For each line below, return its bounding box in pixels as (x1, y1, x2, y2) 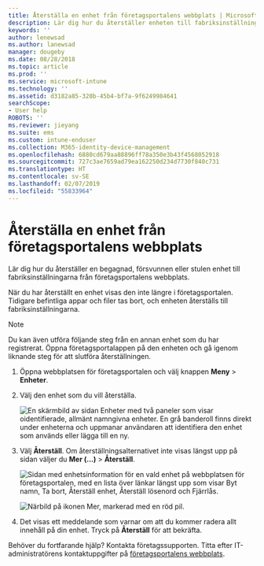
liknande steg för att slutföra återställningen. (8, 351, 152, 361)
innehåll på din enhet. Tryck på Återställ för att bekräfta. (19, 525, 203, 535)
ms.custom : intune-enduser (8, 135, 97, 144)
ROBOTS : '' (8, 114, 44, 122)
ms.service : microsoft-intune (8, 77, 108, 85)
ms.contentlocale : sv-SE (8, 172, 90, 181)
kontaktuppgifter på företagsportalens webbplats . (64, 549, 225, 558)
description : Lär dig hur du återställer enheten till (8, 19, 192, 27)
